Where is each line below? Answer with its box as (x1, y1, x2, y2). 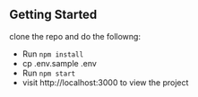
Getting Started (9, 7, 98, 22)
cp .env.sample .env (22, 57, 97, 68)
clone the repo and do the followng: (9, 31, 142, 41)
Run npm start (22, 67, 76, 78)
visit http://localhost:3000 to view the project (22, 76, 189, 88)
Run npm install (22, 48, 84, 59)
